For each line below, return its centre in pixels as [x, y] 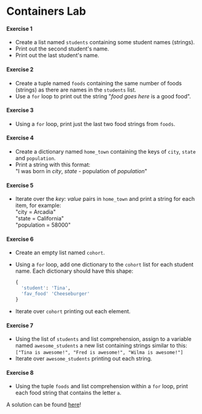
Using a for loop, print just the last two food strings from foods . [95, 123]
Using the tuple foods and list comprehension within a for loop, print [102, 386]
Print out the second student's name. [62, 49]
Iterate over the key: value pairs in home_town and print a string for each [105, 199]
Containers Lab [46, 11]
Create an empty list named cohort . [60, 252]
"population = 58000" [43, 225]
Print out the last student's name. [57, 55]
